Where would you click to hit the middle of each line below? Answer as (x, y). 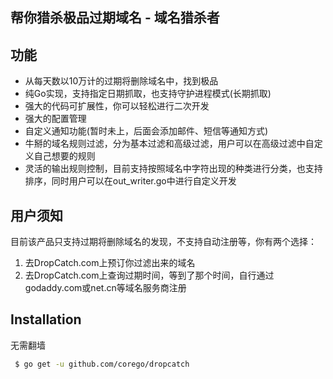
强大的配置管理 (55, 119)
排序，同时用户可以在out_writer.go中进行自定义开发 (130, 181)
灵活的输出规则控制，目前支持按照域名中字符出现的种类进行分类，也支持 (173, 169)
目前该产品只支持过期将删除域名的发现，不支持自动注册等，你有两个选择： (163, 242)
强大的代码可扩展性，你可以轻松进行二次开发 (117, 106)
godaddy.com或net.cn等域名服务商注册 (105, 288)
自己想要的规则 (64, 156)
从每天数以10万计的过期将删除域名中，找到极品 (121, 81)
